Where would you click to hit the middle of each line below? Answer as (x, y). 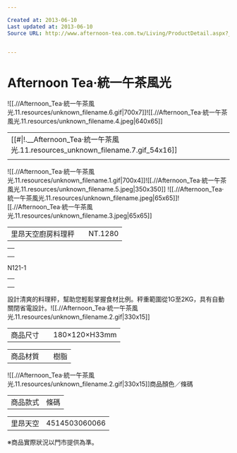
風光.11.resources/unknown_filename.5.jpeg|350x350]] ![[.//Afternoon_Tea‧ (116, 189)
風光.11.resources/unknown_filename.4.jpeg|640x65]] (85, 122)
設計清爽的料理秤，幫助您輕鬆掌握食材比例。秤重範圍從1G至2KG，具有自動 (116, 299)
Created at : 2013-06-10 (42, 20)
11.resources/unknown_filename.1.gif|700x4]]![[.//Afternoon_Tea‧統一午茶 (121, 180)
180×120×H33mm (85, 335)
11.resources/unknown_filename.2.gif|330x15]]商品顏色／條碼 (104, 384)
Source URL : (25, 33)
